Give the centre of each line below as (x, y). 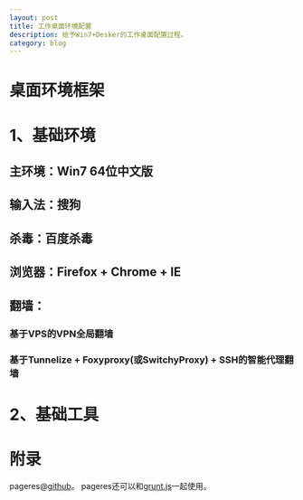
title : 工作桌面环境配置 (51, 26)
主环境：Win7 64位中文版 (81, 171)
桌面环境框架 (57, 90)
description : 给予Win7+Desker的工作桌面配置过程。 (99, 34)
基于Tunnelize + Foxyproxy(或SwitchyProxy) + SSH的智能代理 (147, 360)
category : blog (38, 43)
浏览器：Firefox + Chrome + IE (95, 272)
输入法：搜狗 (45, 205)
